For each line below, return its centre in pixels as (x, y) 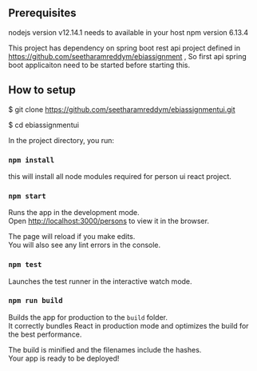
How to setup (42, 90)
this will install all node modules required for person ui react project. (120, 176)
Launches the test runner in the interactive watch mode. (101, 281)
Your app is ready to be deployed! (64, 358)
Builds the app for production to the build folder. (88, 317)
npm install (32, 160)
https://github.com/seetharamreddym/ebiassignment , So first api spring (128, 56)
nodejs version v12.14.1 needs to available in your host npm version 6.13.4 (128, 32)
